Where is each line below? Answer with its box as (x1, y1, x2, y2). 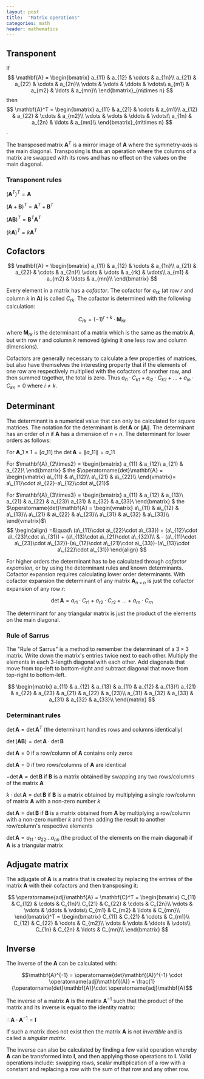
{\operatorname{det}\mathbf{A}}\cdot (11, 984, 107, 992)
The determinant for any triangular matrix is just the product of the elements (6, 610, 197, 617)
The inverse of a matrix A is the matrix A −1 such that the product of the (6, 996, 183, 1004)
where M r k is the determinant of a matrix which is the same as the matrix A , (6, 328, 195, 338)
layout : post (6, 9, 39, 15)
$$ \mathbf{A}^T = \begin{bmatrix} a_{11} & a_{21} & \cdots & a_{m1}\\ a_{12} (6, 106, 198, 113)
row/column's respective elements (6, 822, 93, 829)
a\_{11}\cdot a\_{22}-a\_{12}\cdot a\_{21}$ (6, 479, 110, 486)
